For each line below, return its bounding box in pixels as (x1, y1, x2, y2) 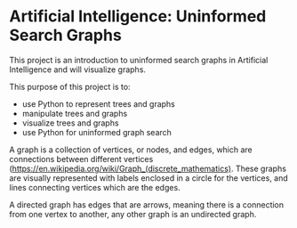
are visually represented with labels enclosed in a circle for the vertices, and (9, 172, 289, 183)
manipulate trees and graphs (21, 108, 128, 118)
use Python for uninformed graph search (21, 126, 172, 137)
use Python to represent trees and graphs (21, 98, 175, 109)
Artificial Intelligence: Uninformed (9, 6, 267, 27)
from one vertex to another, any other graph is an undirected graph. (9, 208, 257, 219)
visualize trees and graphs (21, 118, 119, 128)
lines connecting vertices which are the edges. (9, 182, 181, 192)
